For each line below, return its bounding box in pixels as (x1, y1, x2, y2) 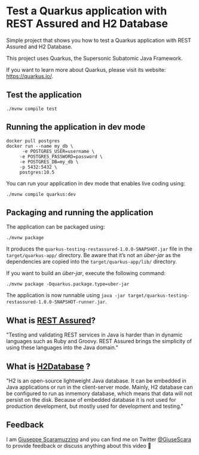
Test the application (6, 90, 82, 100)
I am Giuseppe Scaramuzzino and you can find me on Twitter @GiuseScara (6, 435, 191, 443)
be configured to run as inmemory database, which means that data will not (6, 390, 192, 397)
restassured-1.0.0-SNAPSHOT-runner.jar (6, 299, 106, 306)
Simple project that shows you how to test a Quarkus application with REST (6, 36, 191, 44)
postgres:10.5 (19, 169, 55, 175)
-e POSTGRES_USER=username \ (22, 148, 95, 154)
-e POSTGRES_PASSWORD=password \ (19, 154, 103, 160)
